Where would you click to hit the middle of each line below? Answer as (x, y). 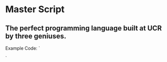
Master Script (35, 9)
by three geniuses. (36, 36)
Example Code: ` (23, 48)
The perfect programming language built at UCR (84, 28)
